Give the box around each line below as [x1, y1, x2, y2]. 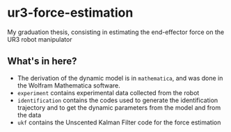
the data [17, 110, 42, 119]
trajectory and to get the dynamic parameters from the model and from [17, 103, 221, 112]
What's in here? [7, 56, 78, 67]
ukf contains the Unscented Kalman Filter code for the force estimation [17, 118, 221, 126]
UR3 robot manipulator [7, 35, 72, 43]
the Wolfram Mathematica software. [17, 81, 120, 90]
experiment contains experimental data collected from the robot [17, 88, 200, 97]
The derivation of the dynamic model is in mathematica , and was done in [17, 74, 223, 82]
